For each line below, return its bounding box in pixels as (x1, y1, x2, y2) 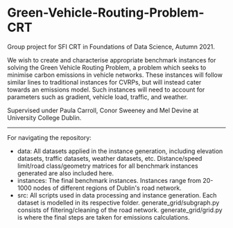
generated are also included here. (17, 168, 114, 177)
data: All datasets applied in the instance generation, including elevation (17, 147, 223, 155)
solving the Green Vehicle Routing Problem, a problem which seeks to (7, 63, 207, 71)
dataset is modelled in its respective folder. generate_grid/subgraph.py (17, 198, 220, 207)
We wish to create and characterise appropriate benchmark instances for (7, 55, 216, 64)
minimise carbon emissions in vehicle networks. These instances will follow (7, 71, 223, 79)
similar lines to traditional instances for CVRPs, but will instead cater (7, 78, 202, 86)
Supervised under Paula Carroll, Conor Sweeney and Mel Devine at (7, 106, 199, 114)
